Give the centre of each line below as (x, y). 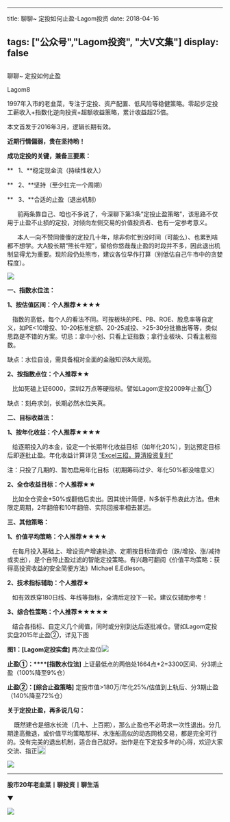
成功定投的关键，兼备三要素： (49, 155)
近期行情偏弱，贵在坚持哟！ (46, 141)
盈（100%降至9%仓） (38, 672)
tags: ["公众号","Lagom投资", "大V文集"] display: (113, 42)
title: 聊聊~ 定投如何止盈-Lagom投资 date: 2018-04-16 (83, 18)
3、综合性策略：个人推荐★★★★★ (58, 612)
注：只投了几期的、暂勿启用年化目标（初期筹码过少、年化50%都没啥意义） (113, 470)
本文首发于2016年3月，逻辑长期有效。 (61, 127)
